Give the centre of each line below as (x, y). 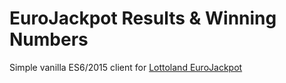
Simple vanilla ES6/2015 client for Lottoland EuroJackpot (126, 67)
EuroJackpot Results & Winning (143, 18)
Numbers (49, 39)
